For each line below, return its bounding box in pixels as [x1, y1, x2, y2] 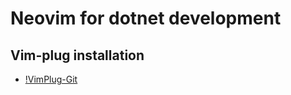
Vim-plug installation [10, 47, 145, 64]
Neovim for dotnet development [10, 7, 282, 30]
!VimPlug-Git [24, 73, 78, 85]
